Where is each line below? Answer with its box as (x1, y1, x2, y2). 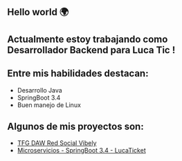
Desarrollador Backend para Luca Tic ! (7, 44, 176, 56)
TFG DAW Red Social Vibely (17, 139, 97, 147)
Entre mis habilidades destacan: (7, 68, 149, 79)
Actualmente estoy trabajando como (7, 33, 168, 45)
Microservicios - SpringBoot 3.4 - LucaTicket (17, 146, 147, 155)
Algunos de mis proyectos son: (7, 120, 144, 132)
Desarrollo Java (17, 86, 62, 94)
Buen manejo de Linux (17, 100, 82, 109)
